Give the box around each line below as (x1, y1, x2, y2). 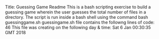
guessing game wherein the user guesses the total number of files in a (5, 9, 146, 15)
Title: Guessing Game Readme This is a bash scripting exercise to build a (5, 4, 151, 10)
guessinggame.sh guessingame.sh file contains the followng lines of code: (5, 19, 155, 25)
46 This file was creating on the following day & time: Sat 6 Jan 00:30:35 (5, 25, 151, 30)
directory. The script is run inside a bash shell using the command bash (5, 14, 148, 20)
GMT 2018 (5, 30, 26, 35)
